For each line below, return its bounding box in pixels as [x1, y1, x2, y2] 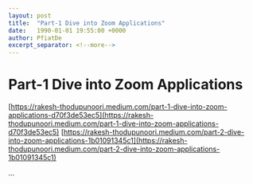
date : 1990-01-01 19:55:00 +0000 [8, 26, 127, 34]
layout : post [8, 11, 52, 20]
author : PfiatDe [8, 33, 62, 42]
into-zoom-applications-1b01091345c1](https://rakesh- [8, 136, 188, 146]
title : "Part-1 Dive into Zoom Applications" [8, 19, 165, 27]
